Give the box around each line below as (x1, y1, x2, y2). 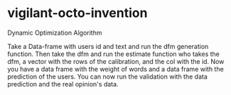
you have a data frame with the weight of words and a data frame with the (7, 65, 224, 73)
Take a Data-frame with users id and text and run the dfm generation (7, 42, 209, 50)
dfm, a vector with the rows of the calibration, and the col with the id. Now (7, 57, 225, 65)
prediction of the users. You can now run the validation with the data (7, 72, 208, 81)
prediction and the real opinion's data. (7, 79, 119, 88)
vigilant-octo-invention (7, 5, 148, 21)
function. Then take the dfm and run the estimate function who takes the (7, 50, 220, 58)
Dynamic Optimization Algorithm (7, 28, 102, 37)
